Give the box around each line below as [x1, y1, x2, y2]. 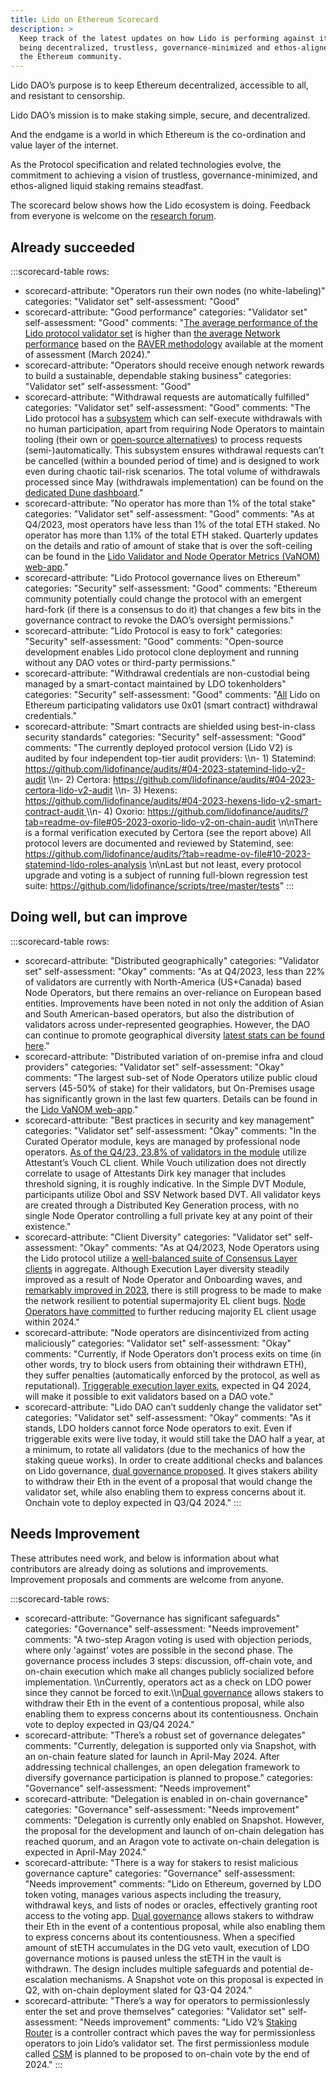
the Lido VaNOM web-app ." [24, 1103, 139, 1115]
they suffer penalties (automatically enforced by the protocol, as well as [24, 1369, 321, 1381]
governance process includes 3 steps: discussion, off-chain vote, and [24, 1654, 313, 1666]
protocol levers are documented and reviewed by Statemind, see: [24, 837, 295, 849]
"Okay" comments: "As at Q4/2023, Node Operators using [79, 1241, 320, 1253]
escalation [24, 1973, 68, 1985]
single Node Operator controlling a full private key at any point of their [24, 1209, 313, 1221]
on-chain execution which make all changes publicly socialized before [24, 1665, 315, 1677]
